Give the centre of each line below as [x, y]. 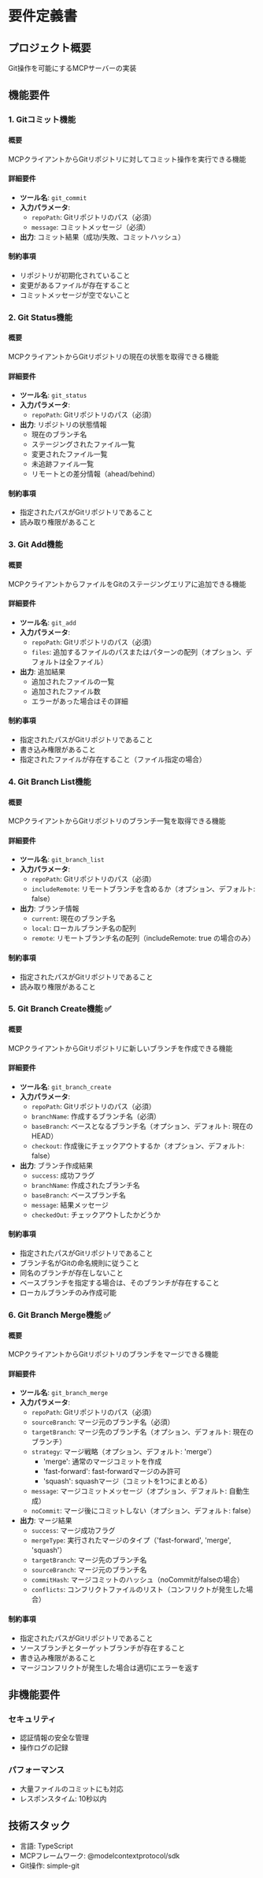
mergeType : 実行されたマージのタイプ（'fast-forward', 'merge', [131, 1540]
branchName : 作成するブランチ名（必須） [96, 1116]
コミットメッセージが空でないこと [75, 295]
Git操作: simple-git [50, 1866]
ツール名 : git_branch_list [62, 859]
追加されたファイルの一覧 [73, 681]
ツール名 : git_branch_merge [64, 1393]
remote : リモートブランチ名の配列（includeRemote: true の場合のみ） [143, 938]
